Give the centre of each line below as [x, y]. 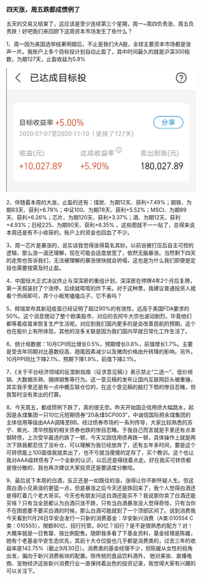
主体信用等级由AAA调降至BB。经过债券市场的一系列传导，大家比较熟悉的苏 [99, 422]
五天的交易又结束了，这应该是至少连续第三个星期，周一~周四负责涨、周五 [98, 24]
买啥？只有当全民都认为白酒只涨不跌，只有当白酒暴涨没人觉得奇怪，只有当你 [101, 503]
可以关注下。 [22, 570]
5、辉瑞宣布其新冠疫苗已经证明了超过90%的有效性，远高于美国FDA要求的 [98, 308]
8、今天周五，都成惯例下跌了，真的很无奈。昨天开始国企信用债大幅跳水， [97, 407]
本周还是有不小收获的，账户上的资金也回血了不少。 [69, 232]
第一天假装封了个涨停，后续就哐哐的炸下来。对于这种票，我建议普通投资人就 [101, 288]
